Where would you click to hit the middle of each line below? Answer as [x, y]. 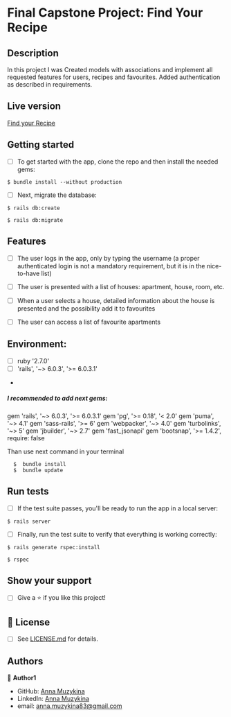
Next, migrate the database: [57, 195]
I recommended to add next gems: [58, 398]
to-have [28, 273]
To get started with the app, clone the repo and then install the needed [118, 162]
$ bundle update [38, 470]
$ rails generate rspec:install [54, 547]
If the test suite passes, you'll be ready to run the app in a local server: [118, 508]
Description [33, 53]
